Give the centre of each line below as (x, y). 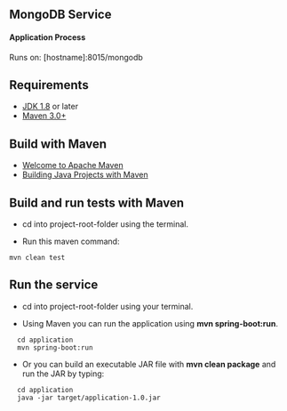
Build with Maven (58, 144)
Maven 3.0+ (44, 116)
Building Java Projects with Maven (85, 175)
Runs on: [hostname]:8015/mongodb (76, 57)
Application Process (48, 37)
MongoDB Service (60, 15)
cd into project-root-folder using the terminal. (105, 224)
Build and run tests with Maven (97, 202)
